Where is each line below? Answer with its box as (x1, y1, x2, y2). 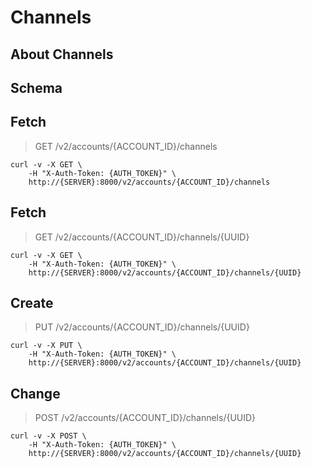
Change (10, 385, 61, 402)
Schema (10, 79, 63, 96)
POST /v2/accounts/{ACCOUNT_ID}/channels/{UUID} (34, 412, 257, 424)
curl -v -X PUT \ (10, 341, 83, 351)
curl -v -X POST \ (10, 431, 87, 441)
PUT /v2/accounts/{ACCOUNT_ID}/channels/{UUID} (34, 321, 250, 333)
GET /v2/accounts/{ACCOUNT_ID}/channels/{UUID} (34, 231, 250, 243)
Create (10, 294, 54, 311)
